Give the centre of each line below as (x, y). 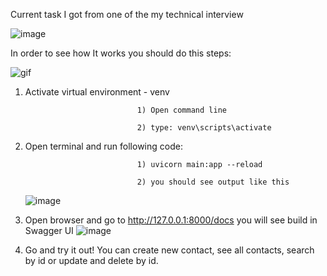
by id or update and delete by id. (91, 260)
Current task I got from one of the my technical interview (127, 14)
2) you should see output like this (213, 182)
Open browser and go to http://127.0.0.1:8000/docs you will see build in (171, 220)
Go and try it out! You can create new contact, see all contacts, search (169, 250)
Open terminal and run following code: (103, 146)
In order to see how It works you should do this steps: (121, 53)
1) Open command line (181, 110)
